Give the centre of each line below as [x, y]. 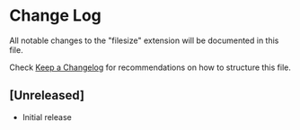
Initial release [47, 117]
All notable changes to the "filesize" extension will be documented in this [144, 40]
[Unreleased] [47, 95]
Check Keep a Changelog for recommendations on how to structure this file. [150, 67]
